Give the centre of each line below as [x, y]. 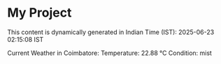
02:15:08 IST [26, 39]
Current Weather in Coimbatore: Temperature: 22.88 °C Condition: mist [109, 53]
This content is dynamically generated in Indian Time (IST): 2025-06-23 [111, 32]
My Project [40, 13]
